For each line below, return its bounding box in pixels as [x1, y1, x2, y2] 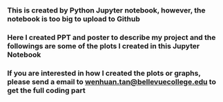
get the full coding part [7, 85, 86, 95]
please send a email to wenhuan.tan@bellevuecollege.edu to [7, 76, 216, 86]
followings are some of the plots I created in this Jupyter [7, 41, 200, 50]
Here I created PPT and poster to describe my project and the [7, 32, 216, 42]
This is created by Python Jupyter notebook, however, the [7, 6, 206, 15]
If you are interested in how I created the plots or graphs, [7, 68, 201, 78]
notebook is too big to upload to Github [7, 14, 140, 23]
